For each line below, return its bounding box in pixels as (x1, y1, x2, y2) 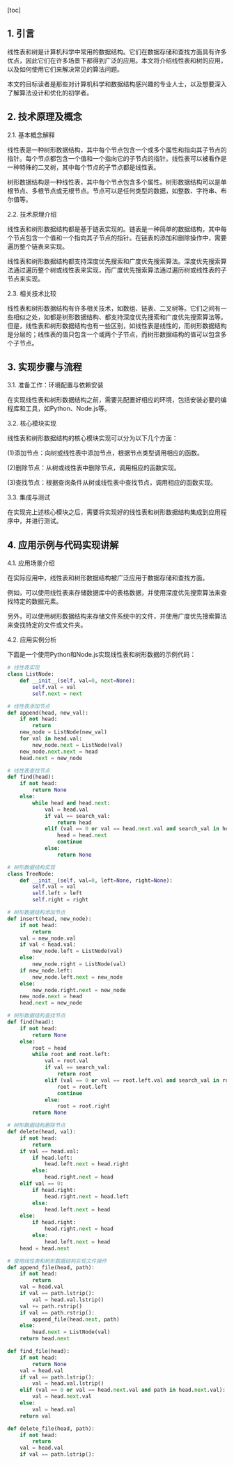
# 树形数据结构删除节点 (7, 1122, 66, 1129)
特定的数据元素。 (13, 597, 63, 605)
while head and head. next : (32, 799, 111, 807)
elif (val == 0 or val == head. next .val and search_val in (44, 825, 219, 832)
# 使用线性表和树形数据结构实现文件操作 (7, 1257, 107, 1264)
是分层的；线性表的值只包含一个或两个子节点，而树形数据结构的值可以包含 (7, 330, 221, 339)
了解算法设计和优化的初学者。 (7, 88, 93, 97)
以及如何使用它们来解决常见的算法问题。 (7, 65, 123, 73)
